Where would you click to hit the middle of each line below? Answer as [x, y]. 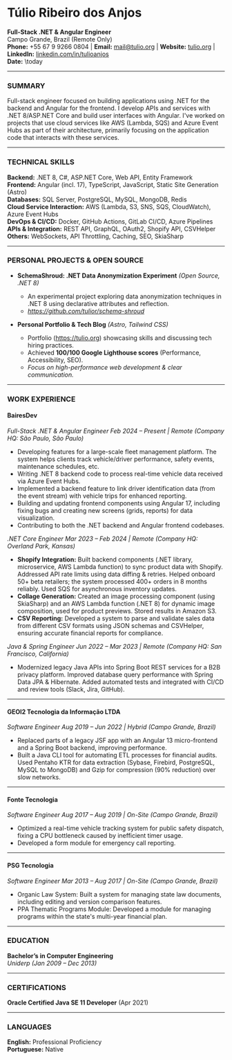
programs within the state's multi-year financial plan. [92, 916]
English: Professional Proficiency [55, 1042]
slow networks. [39, 778]
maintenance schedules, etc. [58, 466]
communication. [50, 375]
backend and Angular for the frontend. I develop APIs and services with [109, 108]
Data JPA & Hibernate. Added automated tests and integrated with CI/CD [120, 682]
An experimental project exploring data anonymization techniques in [125, 296]
